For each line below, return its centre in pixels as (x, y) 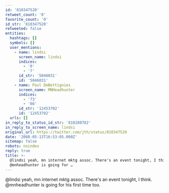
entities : (16, 33)
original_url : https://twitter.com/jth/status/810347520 (66, 132)
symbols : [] (22, 43)
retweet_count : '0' (26, 15)
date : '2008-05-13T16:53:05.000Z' (41, 137)
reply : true (18, 151)
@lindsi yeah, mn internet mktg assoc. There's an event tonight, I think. (79, 179)
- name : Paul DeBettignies (43, 85)
